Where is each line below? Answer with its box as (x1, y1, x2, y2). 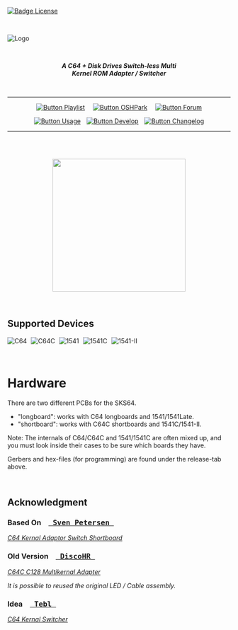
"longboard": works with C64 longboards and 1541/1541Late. (17, 412, 195, 420)
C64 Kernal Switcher (7, 615, 69, 624)
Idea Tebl (7, 599, 52, 609)
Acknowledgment (7, 496, 88, 509)
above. (7, 462, 28, 471)
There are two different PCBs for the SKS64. (7, 399, 137, 407)
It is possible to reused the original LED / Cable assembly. (7, 581, 176, 590)
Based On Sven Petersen (7, 517, 110, 527)
